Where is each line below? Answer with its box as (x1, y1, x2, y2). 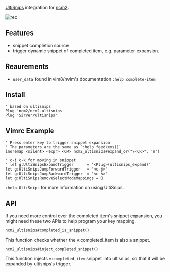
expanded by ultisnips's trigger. (5, 261, 72, 267)
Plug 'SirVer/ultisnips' (5, 113, 58, 118)
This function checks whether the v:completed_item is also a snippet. (5, 237, 151, 243)
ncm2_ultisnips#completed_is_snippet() (5, 228, 90, 233)
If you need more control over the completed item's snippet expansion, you (5, 213, 162, 219)
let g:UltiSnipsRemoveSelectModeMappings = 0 (5, 176, 103, 181)
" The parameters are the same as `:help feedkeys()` (5, 145, 122, 150)
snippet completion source (12, 42, 69, 48)
